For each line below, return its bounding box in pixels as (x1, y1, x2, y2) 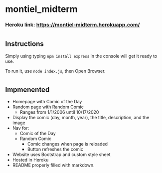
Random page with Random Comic (12, 104, 84, 110)
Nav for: (12, 125, 29, 131)
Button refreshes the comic (27, 146, 84, 153)
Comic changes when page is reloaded (27, 141, 108, 147)
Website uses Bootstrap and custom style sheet (12, 152, 111, 158)
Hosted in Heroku (12, 157, 49, 163)
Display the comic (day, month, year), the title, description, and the (12, 115, 150, 121)
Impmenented (5, 85, 50, 94)
